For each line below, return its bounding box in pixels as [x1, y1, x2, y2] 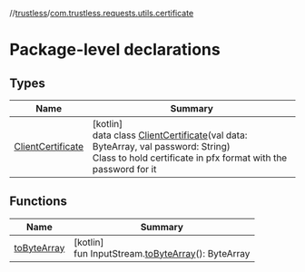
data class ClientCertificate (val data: [92, 129, 248, 141]
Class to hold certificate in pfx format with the [92, 151, 288, 164]
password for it [92, 163, 157, 175]
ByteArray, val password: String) [92, 141, 231, 152]
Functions [9, 194, 68, 209]
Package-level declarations [9, 40, 221, 60]
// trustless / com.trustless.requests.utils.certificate [9, 8, 194, 18]
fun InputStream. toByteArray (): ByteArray [74, 247, 251, 259]
